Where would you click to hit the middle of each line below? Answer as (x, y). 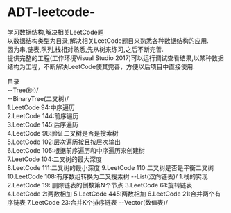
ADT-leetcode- (51, 12)
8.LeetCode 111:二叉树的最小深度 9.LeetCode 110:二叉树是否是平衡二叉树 (111, 167)
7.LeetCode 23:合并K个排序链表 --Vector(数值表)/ (97, 202)
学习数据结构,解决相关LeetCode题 (55, 32)
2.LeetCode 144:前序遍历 (43, 115)
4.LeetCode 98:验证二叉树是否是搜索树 (63, 133)
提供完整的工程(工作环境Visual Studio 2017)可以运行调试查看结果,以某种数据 (115, 58)
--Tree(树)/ (23, 90)
